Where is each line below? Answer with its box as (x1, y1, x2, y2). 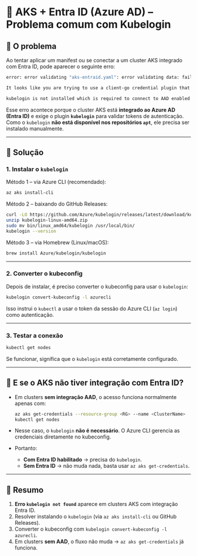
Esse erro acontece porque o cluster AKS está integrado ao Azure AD (6, 106, 176, 113)
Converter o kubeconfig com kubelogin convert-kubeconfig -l (14, 525, 167, 532)
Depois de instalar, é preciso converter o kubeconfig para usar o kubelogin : (6, 283, 189, 290)
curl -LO (6, 212, 28, 218)
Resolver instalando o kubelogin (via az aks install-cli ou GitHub (14, 513, 177, 520)
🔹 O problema (6, 41, 57, 51)
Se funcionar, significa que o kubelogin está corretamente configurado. (6, 355, 179, 362)
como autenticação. (6, 311, 55, 318)
